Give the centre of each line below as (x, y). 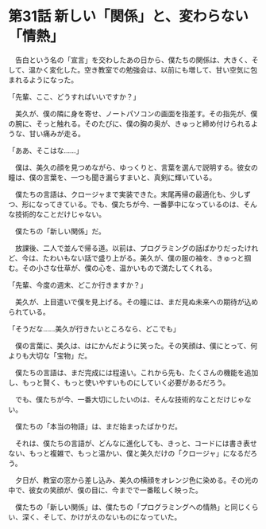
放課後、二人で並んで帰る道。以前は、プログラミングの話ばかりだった (129, 248)
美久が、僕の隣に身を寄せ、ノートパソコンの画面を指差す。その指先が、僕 (136, 113)
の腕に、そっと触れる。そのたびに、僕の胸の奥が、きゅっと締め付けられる (130, 123)
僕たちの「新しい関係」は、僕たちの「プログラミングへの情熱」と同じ (129, 507)
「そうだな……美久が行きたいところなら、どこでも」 (94, 328)
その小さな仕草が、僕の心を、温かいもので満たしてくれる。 (119, 268)
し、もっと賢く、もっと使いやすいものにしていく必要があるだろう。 (119, 382)
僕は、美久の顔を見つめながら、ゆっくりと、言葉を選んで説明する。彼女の (136, 167)
